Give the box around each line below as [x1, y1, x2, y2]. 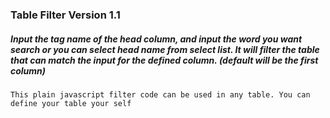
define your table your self [10, 98, 132, 108]
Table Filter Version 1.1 [10, 8, 121, 22]
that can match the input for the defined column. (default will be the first [10, 54, 319, 66]
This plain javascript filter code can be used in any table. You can [10, 89, 311, 100]
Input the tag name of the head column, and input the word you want [10, 33, 303, 45]
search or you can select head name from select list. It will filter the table [10, 43, 320, 55]
